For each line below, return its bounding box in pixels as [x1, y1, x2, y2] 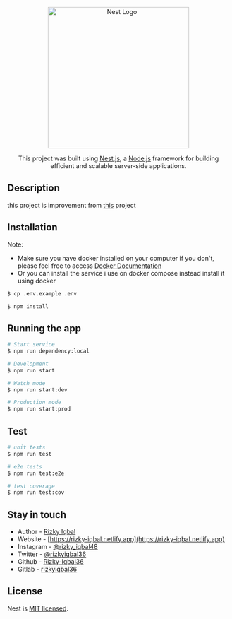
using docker [17, 276, 56, 285]
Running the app [7, 322, 81, 334]
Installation [7, 221, 58, 233]
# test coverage [7, 483, 55, 490]
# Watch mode [7, 379, 46, 387]
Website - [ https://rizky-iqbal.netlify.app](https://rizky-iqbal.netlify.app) [17, 535, 225, 543]
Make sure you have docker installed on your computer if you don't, [17, 254, 215, 262]
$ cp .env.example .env [7, 290, 78, 297]
